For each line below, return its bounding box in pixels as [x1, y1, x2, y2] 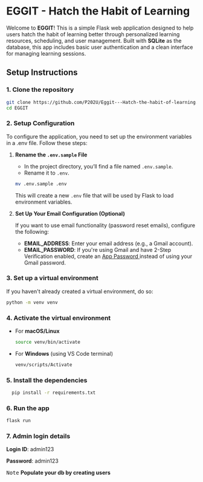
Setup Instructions [6, 68, 78, 78]
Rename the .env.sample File [14, 151, 88, 158]
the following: [14, 228, 50, 235]
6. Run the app [6, 403, 50, 412]
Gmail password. [24, 259, 66, 266]
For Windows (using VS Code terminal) [14, 350, 114, 357]
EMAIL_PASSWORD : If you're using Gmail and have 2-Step [24, 246, 172, 253]
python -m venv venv [6, 299, 59, 306]
